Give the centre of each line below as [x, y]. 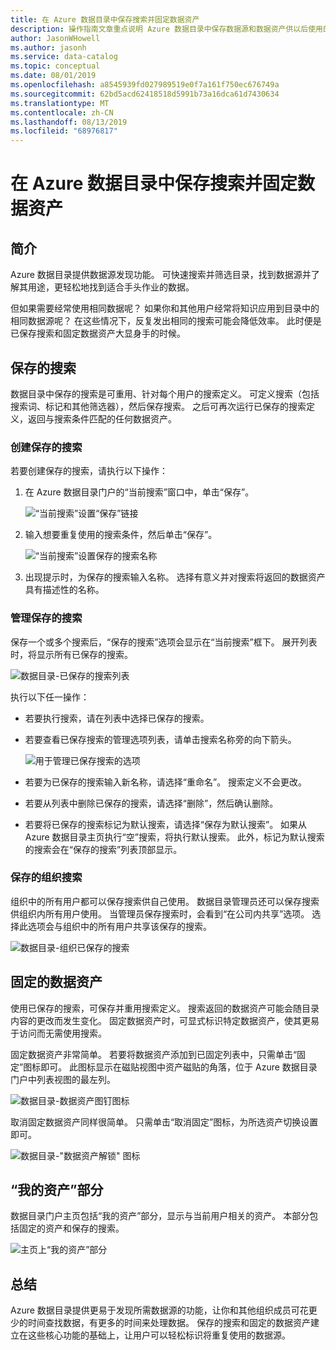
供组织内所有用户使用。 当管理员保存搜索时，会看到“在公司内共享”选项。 [160, 913]
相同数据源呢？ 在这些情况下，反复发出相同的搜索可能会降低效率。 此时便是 [166, 321]
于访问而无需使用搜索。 [58, 1033]
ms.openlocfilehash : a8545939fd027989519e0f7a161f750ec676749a [145, 85]
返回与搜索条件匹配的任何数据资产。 [102, 418]
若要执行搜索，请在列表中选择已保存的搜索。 [117, 718]
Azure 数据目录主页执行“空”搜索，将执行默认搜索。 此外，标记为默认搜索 [174, 837]
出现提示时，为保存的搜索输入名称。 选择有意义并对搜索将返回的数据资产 [175, 577]
